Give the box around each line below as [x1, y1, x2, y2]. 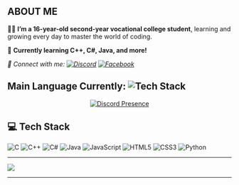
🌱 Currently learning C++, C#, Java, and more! [7, 46, 147, 54]
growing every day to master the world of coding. [7, 32, 153, 41]
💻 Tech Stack [7, 121, 70, 133]
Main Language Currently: [7, 80, 127, 92]
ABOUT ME [7, 6, 58, 18]
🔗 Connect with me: [7, 60, 65, 68]
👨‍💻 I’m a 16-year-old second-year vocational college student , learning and [7, 24, 231, 33]
